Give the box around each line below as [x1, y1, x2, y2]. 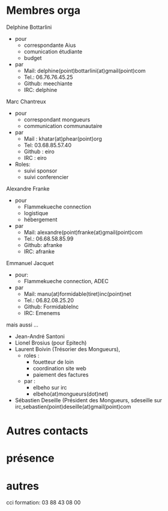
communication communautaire [23, 122, 103, 129]
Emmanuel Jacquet [6, 259, 54, 266]
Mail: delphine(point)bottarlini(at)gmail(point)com [23, 67, 146, 74]
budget [23, 54, 42, 61]
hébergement [23, 216, 58, 223]
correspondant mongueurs [23, 115, 91, 123]
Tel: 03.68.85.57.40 [23, 141, 72, 148]
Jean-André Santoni [14, 332, 65, 340]
